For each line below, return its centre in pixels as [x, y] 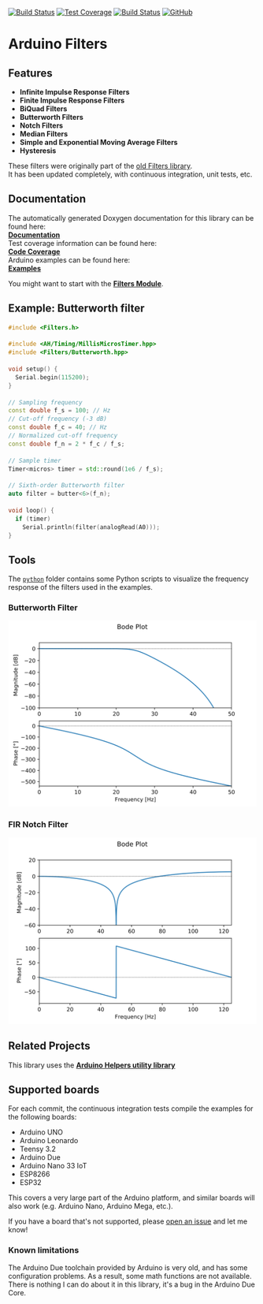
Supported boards [54, 1089]
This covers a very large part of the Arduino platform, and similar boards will [131, 1198]
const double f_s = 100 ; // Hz [59, 411]
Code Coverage [34, 251]
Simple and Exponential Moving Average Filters [99, 142]
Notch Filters [41, 125]
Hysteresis [38, 151]
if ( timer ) [33, 519]
